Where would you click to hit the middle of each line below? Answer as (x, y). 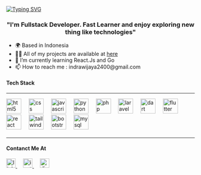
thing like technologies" (100, 32)
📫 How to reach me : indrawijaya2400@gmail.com (77, 67)
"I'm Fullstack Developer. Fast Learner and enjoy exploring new (100, 24)
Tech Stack (20, 83)
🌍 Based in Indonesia (42, 45)
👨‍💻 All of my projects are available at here (66, 54)
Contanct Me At (26, 148)
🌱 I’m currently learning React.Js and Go (65, 60)
